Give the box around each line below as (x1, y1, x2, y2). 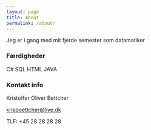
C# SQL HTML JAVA (6, 65, 58, 73)
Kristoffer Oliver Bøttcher (6, 94, 69, 102)
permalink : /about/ (6, 20, 56, 26)
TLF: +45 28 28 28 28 (6, 117, 62, 125)
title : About (6, 15, 39, 21)
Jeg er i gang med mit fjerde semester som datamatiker (6, 37, 146, 44)
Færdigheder (6, 52, 45, 60)
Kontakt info (6, 80, 44, 89)
